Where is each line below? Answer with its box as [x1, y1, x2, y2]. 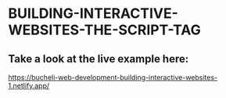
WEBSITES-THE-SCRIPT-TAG [8, 21, 202, 39]
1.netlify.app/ [8, 81, 50, 90]
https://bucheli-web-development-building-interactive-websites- [8, 73, 218, 82]
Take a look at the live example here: [8, 52, 189, 65]
